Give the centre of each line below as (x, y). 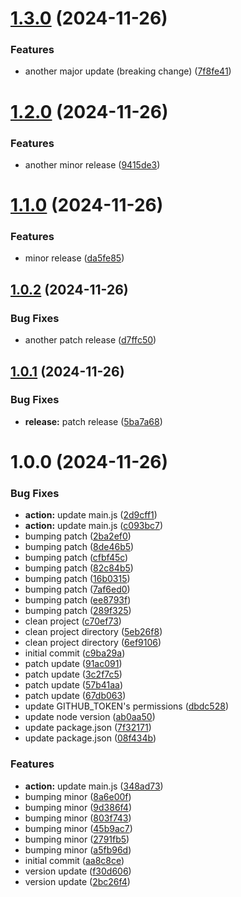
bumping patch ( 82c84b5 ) (79, 568)
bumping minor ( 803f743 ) (78, 818)
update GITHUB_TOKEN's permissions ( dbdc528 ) (126, 706)
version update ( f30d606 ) (78, 871)
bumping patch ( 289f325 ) (78, 611)
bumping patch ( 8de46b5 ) (79, 547)
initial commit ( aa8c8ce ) (74, 860)
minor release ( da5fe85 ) (74, 258)
